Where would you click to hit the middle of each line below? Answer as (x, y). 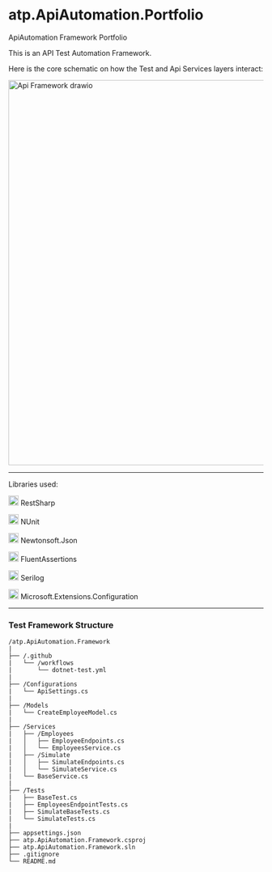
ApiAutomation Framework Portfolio (68, 37)
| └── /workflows (41, 663)
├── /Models (28, 706)
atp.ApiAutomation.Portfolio (106, 15)
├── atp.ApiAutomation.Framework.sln (72, 848)
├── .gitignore (34, 855)
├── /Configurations (43, 685)
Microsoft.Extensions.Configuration (79, 596)
